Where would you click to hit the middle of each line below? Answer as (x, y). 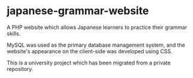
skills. (14, 33)
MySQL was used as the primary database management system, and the (96, 45)
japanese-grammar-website (78, 11)
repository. (20, 69)
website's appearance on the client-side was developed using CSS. (90, 51)
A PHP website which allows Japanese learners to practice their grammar (97, 27)
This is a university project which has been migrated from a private (89, 63)
